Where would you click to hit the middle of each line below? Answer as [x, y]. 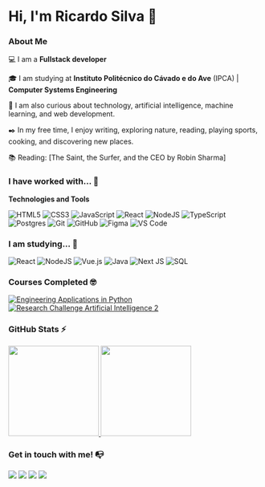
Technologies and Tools [49, 199]
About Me [28, 42]
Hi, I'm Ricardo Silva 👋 [83, 16]
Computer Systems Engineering [63, 90]
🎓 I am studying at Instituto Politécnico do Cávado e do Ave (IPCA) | [124, 79]
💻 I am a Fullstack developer [57, 59]
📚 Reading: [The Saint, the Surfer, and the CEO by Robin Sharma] [117, 158]
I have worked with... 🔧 [53, 181]
